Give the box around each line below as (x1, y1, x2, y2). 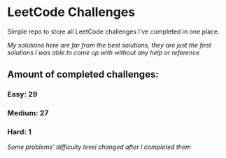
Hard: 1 (7, 127, 31, 137)
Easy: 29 (7, 89, 38, 99)
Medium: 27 (7, 108, 49, 118)
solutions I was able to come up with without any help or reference (7, 48, 200, 57)
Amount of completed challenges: (7, 69, 159, 80)
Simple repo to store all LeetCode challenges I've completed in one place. (7, 27, 220, 36)
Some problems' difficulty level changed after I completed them (7, 143, 191, 151)
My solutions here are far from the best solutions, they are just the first (7, 41, 211, 49)
